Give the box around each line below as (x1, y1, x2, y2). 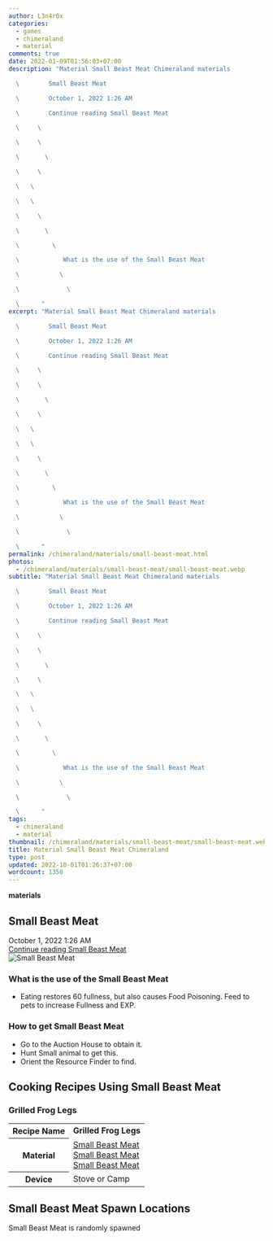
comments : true (8, 50, 60, 58)
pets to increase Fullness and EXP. (19, 1000, 136, 1010)
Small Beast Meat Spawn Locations (8, 1201, 191, 1215)
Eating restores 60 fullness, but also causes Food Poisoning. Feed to (19, 992, 250, 1002)
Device (24, 1173, 53, 1185)
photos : (8, 557, 35, 566)
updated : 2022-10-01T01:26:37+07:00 (8, 860, 132, 869)
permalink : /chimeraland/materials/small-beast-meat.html (8, 550, 209, 558)
